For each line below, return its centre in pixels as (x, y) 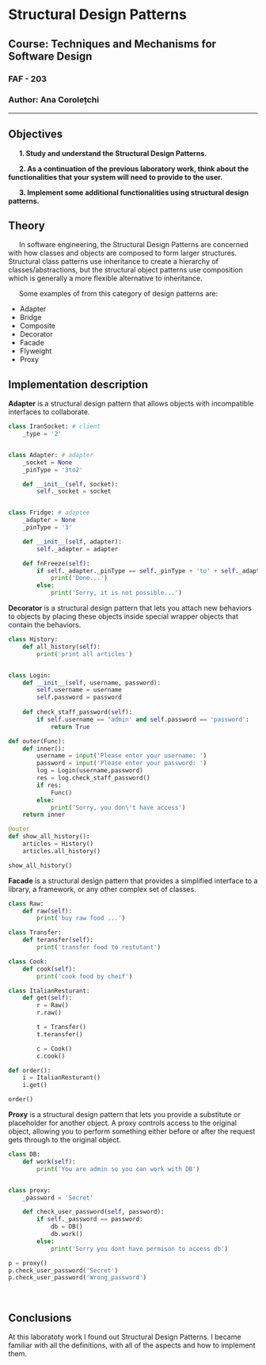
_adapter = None (49, 520)
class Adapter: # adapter (51, 455)
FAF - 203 (28, 78)
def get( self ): (47, 998)
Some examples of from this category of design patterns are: (118, 294)
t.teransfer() (60, 1034)
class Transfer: (35, 932)
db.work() (66, 1234)
